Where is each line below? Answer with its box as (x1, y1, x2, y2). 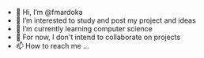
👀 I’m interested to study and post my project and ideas (15, 16, 196, 25)
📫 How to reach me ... (15, 42, 89, 50)
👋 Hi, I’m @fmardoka (15, 8, 83, 16)
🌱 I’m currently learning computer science (15, 24, 153, 33)
